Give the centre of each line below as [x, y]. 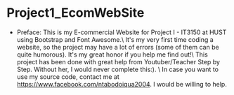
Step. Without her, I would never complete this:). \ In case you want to [118, 69]
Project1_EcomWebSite [76, 13]
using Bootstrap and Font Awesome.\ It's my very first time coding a [115, 39]
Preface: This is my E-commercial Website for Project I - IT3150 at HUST [122, 32]
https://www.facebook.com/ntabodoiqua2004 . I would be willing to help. [122, 84]
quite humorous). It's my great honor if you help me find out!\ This [112, 54]
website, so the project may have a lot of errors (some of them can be [118, 47]
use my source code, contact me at [68, 76]
